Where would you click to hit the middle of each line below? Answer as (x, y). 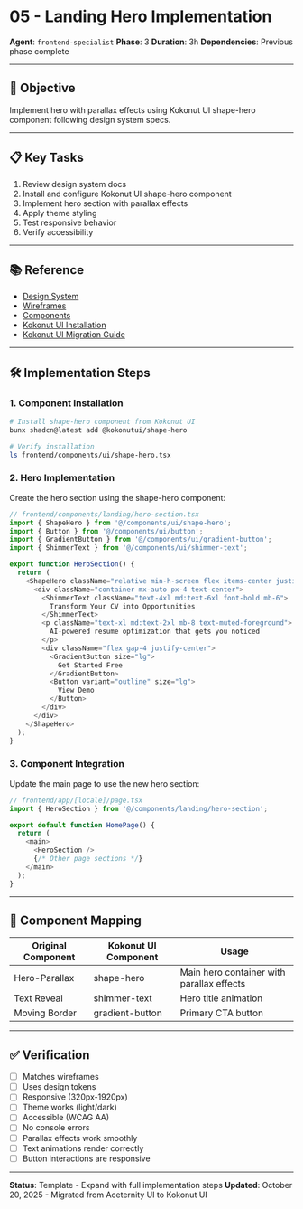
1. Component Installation (66, 402)
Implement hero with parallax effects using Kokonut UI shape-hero (133, 109)
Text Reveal (38, 998)
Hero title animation (221, 998)
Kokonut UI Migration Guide (74, 335)
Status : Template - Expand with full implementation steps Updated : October (151, 1185)
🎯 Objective (42, 88)
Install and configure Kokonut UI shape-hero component (127, 194)
